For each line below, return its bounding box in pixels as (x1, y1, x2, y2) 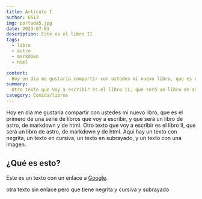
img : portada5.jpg (6, 20, 52, 26)
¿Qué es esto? (6, 158, 61, 168)
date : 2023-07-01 (6, 25, 50, 32)
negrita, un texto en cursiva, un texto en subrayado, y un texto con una (6, 134, 182, 141)
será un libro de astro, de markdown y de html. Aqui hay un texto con (6, 127, 177, 135)
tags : (6, 37, 20, 43)
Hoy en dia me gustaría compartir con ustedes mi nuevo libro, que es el (6, 109, 183, 116)
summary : (6, 81, 28, 87)
